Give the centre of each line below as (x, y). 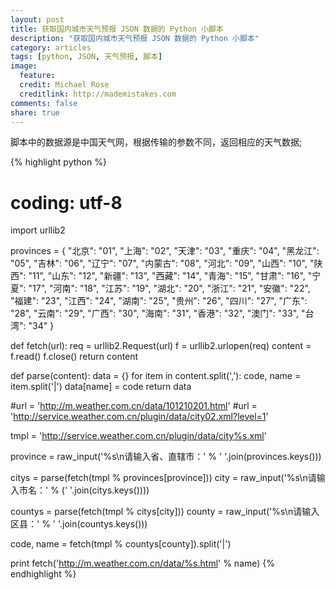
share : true (35, 112)
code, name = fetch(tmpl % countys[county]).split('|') (121, 544)
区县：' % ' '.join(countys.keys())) (79, 524)
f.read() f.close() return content (74, 357)
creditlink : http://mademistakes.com (98, 94)
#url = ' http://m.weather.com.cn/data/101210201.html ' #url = (134, 406)
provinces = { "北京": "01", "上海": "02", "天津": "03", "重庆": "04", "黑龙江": (165, 251)
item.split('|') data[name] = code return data (101, 387)
